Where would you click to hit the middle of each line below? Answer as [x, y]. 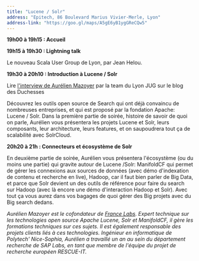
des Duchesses [26, 92]
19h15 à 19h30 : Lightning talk [44, 51]
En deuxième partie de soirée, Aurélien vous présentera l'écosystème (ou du [100, 158]
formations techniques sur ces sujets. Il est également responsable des [94, 227]
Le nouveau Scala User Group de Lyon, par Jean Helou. [75, 62]
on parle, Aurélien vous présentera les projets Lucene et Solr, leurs [88, 122]
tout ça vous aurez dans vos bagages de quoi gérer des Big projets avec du [99, 196]
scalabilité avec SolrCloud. [39, 135]
